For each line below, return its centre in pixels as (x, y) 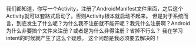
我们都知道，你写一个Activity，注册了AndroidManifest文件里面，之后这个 (95, 9)
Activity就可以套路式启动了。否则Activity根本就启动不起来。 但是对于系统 (95, 16)
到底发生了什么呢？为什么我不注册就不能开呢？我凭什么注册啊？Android (103, 23)
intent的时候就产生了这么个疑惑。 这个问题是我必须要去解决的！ (83, 38)
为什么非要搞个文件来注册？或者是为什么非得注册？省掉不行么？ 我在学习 (94, 31)
